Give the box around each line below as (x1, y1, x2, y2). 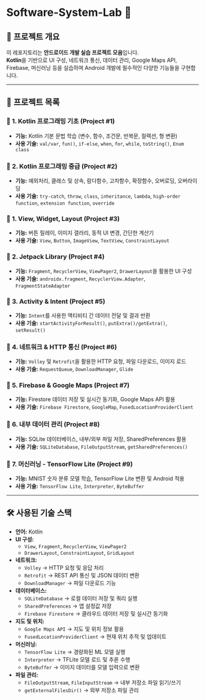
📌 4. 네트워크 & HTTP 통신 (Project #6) (6, 342, 117, 351)
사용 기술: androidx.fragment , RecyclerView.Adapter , (15, 275, 146, 282)
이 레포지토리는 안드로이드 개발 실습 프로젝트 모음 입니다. (6, 49, 139, 56)
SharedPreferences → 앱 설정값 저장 (24, 602, 112, 609)
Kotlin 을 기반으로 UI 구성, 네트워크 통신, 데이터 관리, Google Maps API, (6, 56, 178, 64)
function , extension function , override (15, 199, 115, 206)
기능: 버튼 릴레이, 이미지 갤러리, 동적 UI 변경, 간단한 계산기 (15, 229, 154, 236)
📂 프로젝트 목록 (6, 97, 60, 108)
